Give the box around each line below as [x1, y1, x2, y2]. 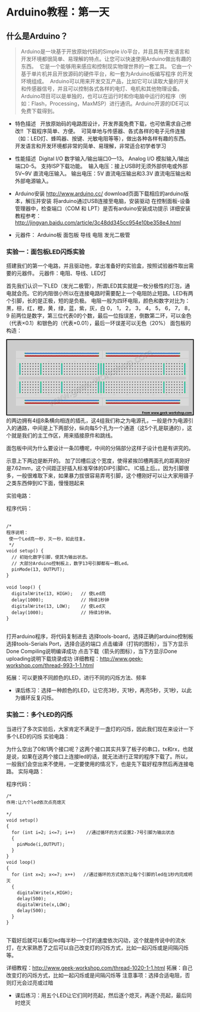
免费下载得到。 [20, 108, 58, 114]
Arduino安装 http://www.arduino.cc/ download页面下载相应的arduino [14, 190, 184, 197]
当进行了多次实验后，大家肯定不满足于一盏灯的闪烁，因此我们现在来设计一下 [6, 725, 194, 732]
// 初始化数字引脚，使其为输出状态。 [11, 554, 91, 560]
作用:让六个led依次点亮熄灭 [6, 799, 66, 805]
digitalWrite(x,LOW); [17, 901, 70, 908]
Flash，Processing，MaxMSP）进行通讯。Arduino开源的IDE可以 [31, 100, 189, 107]
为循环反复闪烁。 [14, 694, 57, 701]
